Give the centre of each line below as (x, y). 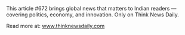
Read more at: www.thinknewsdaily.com (55, 26)
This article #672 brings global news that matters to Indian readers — (92, 8)
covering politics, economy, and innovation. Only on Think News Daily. (92, 15)
